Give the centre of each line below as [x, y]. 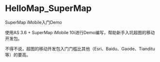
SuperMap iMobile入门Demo [33, 22]
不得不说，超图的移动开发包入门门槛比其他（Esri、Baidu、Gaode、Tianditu [80, 49]
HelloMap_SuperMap [48, 8]
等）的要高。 [18, 55]
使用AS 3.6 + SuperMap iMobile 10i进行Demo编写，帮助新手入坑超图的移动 [80, 32]
